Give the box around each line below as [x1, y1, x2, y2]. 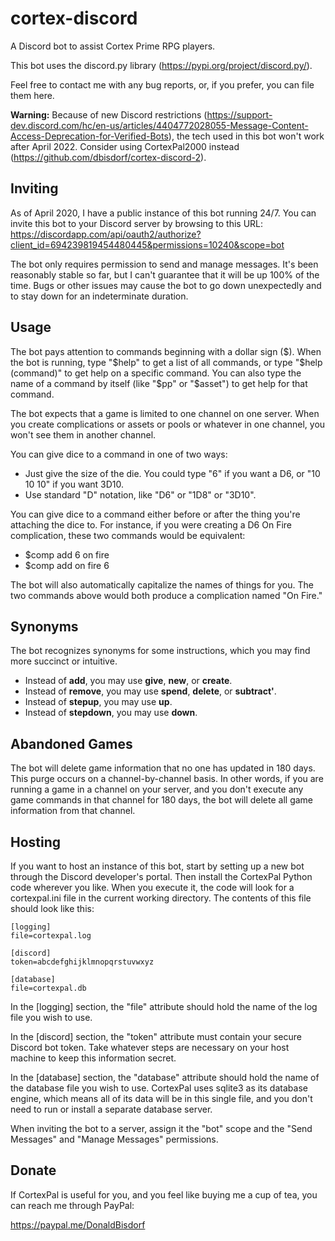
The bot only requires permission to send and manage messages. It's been [10, 258, 319, 270]
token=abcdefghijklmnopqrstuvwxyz [10, 957, 155, 967]
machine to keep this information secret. [10, 1052, 177, 1064]
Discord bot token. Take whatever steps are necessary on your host [10, 1042, 290, 1053]
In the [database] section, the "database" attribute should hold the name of [10, 1072, 320, 1083]
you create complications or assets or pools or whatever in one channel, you [10, 418, 326, 430]
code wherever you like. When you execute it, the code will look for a [10, 882, 295, 893]
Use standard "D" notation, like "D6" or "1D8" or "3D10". [24, 488, 257, 501]
